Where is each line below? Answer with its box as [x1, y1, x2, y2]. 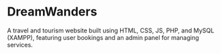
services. [7, 40, 33, 49]
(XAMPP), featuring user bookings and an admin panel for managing [7, 33, 199, 41]
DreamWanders [7, 4, 98, 20]
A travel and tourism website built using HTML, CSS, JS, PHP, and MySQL [7, 26, 215, 34]
